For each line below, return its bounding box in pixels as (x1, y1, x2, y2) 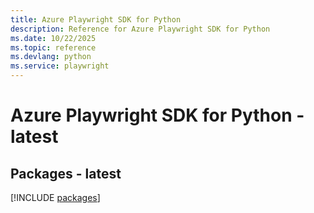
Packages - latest (10, 165, 122, 182)
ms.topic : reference (10, 42, 97, 53)
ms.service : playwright (10, 61, 110, 71)
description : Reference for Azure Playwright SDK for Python (10, 24, 271, 34)
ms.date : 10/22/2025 (10, 33, 97, 43)
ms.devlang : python (10, 52, 92, 62)
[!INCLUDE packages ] (10, 192, 101, 203)
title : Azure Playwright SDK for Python (10, 14, 182, 25)
